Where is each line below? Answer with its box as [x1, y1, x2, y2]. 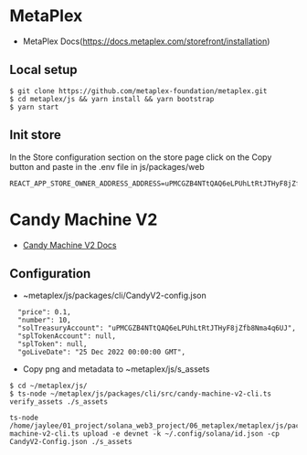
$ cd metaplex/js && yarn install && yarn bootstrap [9, 94, 215, 103]
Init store [9, 127, 61, 143]
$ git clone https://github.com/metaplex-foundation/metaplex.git [9, 86, 268, 96]
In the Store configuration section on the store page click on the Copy [9, 152, 272, 163]
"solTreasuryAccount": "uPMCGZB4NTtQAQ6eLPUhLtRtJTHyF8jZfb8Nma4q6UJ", [17, 323, 297, 333]
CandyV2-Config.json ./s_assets [9, 438, 132, 447]
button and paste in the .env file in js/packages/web [9, 161, 205, 172]
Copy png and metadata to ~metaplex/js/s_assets [22, 364, 210, 375]
